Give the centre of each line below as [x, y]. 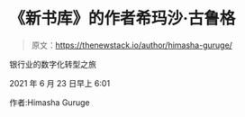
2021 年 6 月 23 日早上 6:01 [60, 83]
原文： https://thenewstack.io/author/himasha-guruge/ [132, 45]
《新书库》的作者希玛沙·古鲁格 [122, 18]
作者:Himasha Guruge [50, 102]
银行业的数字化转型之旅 [53, 64]
